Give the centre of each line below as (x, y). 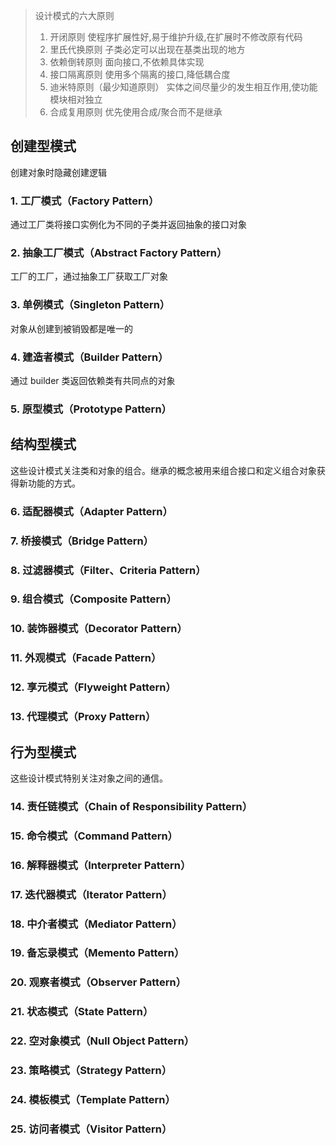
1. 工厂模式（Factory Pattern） (85, 201)
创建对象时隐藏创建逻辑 (58, 172)
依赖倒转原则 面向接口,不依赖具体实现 (127, 62)
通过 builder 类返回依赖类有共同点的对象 (93, 380)
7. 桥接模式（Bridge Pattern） (82, 541)
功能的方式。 (54, 483)
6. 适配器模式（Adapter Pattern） (91, 511)
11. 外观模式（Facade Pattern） (86, 658)
